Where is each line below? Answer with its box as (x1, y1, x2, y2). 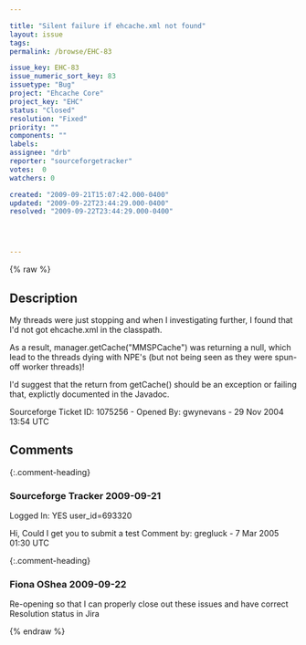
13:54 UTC (9, 416, 49, 427)
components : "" (9, 131, 68, 140)
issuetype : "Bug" (9, 80, 76, 89)
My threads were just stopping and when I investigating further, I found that (9, 314, 293, 325)
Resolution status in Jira (9, 609, 100, 619)
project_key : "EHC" (9, 97, 84, 106)
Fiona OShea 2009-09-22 (9, 577, 127, 590)
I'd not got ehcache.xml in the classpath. (9, 324, 163, 335)
